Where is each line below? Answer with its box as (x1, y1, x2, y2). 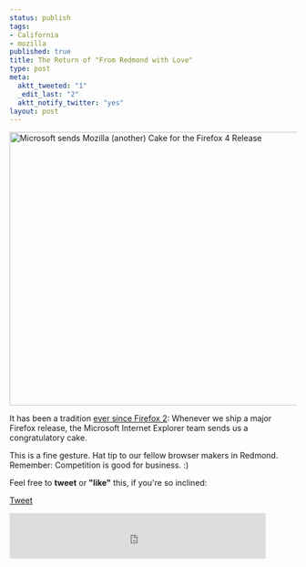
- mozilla (9, 38, 47, 48)
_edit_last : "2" (17, 89, 79, 98)
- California (9, 30, 59, 39)
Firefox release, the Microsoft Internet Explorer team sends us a (9, 423, 249, 434)
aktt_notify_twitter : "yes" (17, 98, 125, 108)
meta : (9, 73, 30, 82)
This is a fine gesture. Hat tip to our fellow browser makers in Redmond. (9, 450, 279, 461)
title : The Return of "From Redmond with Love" (9, 56, 194, 65)
